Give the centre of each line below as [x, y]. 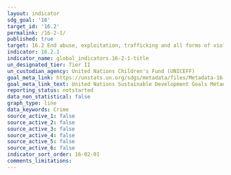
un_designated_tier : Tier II [49, 65]
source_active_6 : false [41, 148]
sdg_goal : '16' [29, 20]
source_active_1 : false [41, 116]
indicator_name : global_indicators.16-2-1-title [78, 59]
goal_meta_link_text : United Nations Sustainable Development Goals [107, 84]
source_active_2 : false [41, 122]
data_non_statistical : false [49, 97]
